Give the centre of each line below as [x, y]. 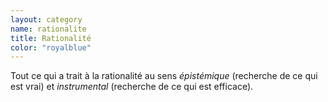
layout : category [46, 19]
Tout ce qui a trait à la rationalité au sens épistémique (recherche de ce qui [164, 76]
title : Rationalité [51, 38]
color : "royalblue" [51, 47]
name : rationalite [48, 29]
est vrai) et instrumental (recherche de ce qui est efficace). [132, 87]
